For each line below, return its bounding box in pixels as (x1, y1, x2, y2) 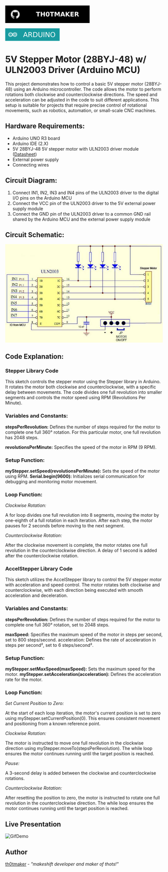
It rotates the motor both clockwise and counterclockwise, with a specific (5, 384, 156, 390)
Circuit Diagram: (5, 176, 57, 185)
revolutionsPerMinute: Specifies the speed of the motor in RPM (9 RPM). (5, 444, 156, 450)
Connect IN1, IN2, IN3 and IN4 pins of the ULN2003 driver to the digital (12, 190, 159, 196)
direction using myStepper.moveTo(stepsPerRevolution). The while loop (5, 745, 152, 751)
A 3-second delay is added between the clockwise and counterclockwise (5, 770, 156, 776)
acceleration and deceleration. (5, 592, 68, 598)
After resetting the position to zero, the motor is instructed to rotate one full (5, 795, 160, 801)
